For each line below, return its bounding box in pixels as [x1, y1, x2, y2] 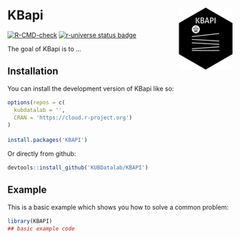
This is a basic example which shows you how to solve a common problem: [7, 203, 229, 211]
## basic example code [7, 225, 75, 232]
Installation [7, 65, 59, 78]
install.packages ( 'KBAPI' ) [7, 136, 88, 144]
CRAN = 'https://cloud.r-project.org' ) [14, 114, 133, 121]
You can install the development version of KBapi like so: [7, 84, 174, 93]
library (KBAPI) [7, 218, 53, 225]
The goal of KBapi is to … [7, 44, 82, 53]
